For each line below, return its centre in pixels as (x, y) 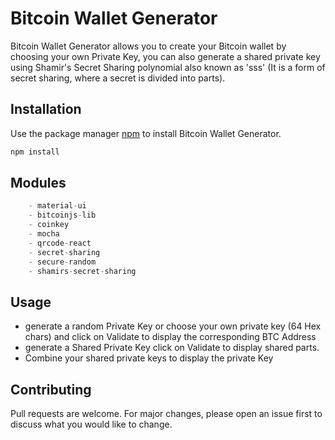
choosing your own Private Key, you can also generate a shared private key (165, 56)
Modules (38, 183)
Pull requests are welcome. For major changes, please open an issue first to (166, 414)
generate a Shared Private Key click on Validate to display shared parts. (172, 348)
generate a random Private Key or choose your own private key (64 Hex (173, 326)
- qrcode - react (60, 243)
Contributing (51, 389)
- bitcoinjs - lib (62, 215)
